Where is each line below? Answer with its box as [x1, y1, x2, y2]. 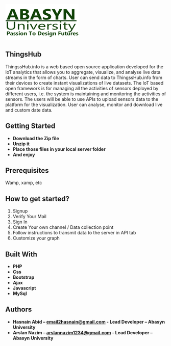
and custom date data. [5, 107, 53, 113]
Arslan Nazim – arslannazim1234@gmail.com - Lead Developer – [12, 329, 153, 335]
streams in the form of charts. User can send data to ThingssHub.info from [5, 74, 162, 81]
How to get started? [5, 194, 70, 203]
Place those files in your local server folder [12, 146, 106, 152]
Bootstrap [12, 274, 35, 280]
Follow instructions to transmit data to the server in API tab [12, 230, 136, 236]
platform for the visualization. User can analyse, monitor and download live [5, 101, 163, 108]
